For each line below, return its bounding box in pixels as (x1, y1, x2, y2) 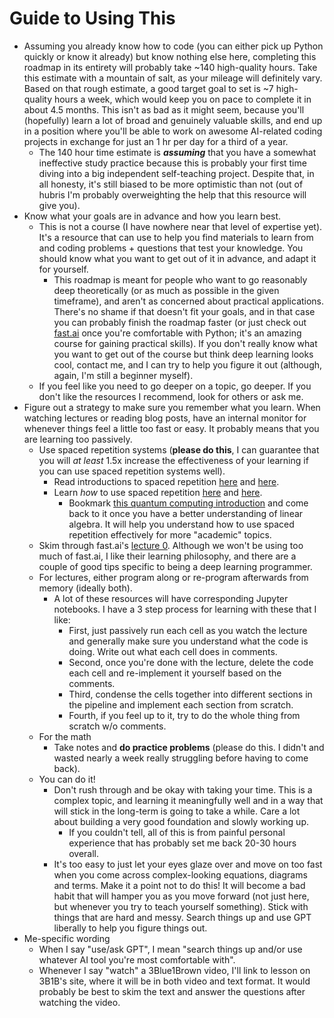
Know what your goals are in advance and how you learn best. (23, 210, 282, 222)
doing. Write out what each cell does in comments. (68, 645, 278, 657)
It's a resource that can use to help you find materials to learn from (38, 231, 314, 243)
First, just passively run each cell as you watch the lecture (68, 624, 308, 636)
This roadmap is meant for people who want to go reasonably (53, 273, 308, 286)
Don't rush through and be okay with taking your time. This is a (53, 783, 313, 796)
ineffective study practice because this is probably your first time (38, 157, 307, 169)
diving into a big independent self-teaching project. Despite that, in (38, 167, 315, 179)
